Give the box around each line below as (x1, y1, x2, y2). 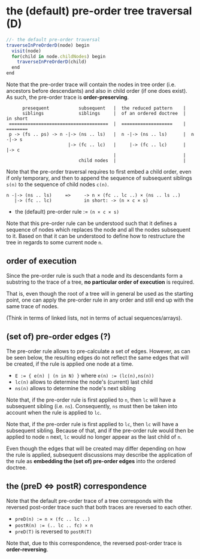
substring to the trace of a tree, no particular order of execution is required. (6, 278, 195, 285)
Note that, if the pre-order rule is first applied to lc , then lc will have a (6, 420, 178, 427)
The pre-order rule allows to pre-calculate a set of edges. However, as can (6, 347, 190, 354)
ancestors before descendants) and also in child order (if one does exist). (6, 87, 187, 95)
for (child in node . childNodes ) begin (11, 53, 106, 59)
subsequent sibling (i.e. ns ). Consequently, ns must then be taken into (6, 402, 178, 409)
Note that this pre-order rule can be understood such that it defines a (6, 220, 177, 227)
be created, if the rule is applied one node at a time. (6, 360, 134, 367)
